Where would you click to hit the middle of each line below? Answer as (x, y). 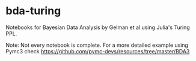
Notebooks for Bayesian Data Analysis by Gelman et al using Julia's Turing (98, 27)
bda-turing (33, 11)
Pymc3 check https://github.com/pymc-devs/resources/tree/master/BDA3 (98, 51)
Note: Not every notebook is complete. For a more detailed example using (97, 45)
